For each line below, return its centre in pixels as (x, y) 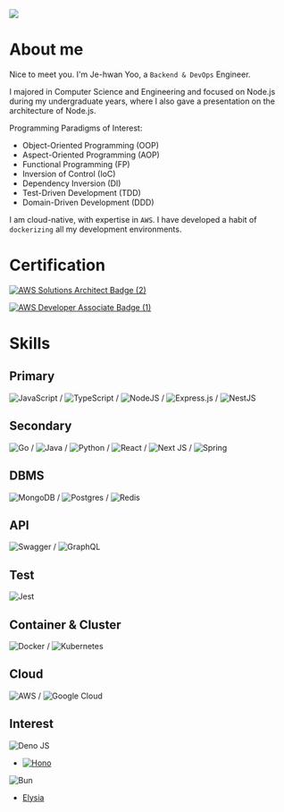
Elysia (33, 797)
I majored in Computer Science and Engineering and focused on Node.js (142, 91)
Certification (57, 265)
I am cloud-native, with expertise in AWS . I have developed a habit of (133, 219)
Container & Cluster (65, 625)
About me (46, 50)
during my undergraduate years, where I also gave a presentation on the (142, 101)
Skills (30, 344)
